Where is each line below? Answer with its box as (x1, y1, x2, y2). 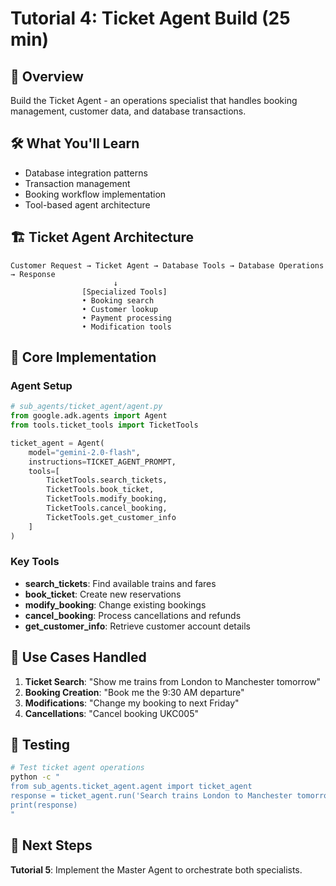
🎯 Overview (10, 68, 84, 85)
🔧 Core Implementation (10, 349, 157, 366)
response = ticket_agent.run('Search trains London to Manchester (10, 791, 293, 801)
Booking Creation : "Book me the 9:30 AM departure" (24, 686, 245, 698)
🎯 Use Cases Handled (10, 649, 147, 666)
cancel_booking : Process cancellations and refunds (24, 609, 242, 621)
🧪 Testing (10, 737, 71, 754)
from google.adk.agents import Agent (10, 411, 168, 421)
